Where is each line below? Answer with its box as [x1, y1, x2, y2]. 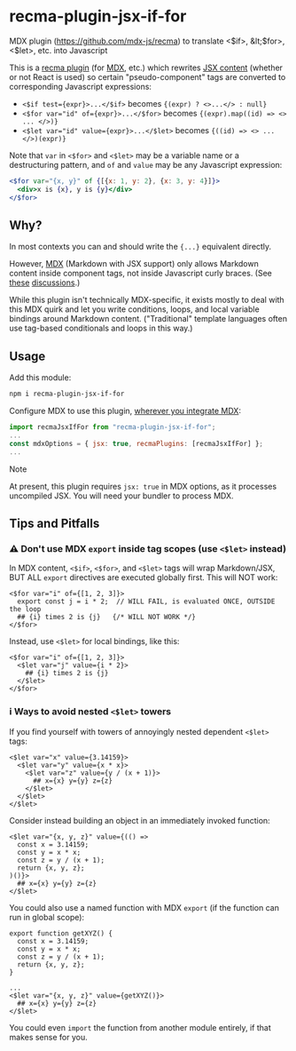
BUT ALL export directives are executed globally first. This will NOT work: [9, 572, 278, 583]
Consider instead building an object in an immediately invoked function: [9, 815, 270, 825]
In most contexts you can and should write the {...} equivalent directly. [9, 242, 272, 252]
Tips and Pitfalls [9, 515, 100, 530]
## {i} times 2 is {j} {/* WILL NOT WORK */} [17, 613, 197, 622]
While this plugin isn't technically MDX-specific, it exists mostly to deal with [9, 295, 285, 306]
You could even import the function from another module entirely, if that [9, 1022, 272, 1032]
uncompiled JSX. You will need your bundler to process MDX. [9, 490, 234, 501]
